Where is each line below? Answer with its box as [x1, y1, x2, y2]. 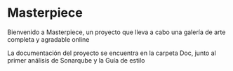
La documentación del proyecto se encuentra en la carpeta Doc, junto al [7, 49, 216, 57]
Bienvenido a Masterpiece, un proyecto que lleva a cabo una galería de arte [7, 28, 226, 36]
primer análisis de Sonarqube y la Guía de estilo [7, 56, 145, 64]
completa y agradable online [7, 35, 90, 43]
